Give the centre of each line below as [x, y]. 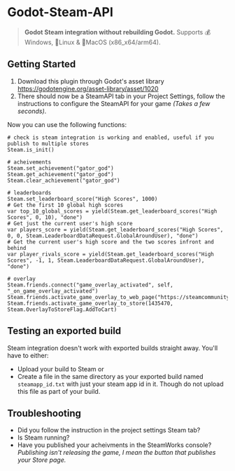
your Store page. [42, 460]
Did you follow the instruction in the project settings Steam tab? [109, 430]
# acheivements [29, 162]
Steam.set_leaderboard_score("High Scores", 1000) [83, 199]
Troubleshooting [44, 413]
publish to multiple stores [48, 144]
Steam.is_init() [31, 150]
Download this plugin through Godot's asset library [91, 81]
